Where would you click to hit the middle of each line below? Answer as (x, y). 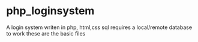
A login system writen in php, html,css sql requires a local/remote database (99, 27)
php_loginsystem (50, 11)
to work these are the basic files (46, 33)
